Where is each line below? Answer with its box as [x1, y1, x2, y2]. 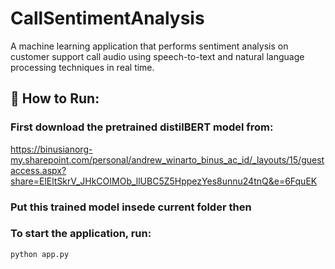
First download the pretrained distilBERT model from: [10, 120, 274, 134]
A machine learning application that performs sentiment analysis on [10, 40, 289, 52]
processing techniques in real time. [10, 61, 155, 73]
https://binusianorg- [10, 143, 93, 155]
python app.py [10, 249, 70, 259]
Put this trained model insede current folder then [10, 200, 252, 214]
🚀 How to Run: [10, 90, 100, 107]
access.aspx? [10, 164, 67, 176]
